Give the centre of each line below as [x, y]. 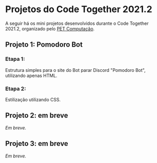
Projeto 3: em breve [37, 144]
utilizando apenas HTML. [31, 75]
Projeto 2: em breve [37, 116]
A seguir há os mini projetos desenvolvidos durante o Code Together [77, 23]
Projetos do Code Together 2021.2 [79, 9]
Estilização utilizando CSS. [33, 99]
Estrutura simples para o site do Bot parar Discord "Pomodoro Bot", [75, 70]
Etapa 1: [15, 59]
